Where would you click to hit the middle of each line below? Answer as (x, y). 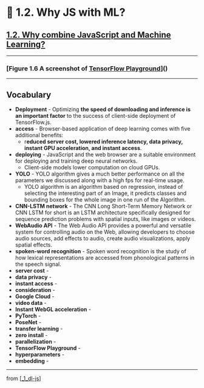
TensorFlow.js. (33, 122)
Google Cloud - (35, 296)
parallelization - (36, 342)
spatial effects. (34, 245)
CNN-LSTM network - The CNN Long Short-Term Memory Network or (104, 206)
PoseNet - (28, 322)
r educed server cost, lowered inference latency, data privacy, (104, 141)
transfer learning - (39, 329)
